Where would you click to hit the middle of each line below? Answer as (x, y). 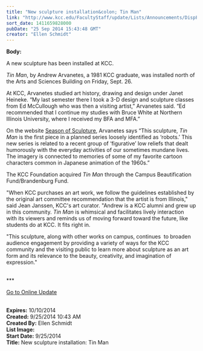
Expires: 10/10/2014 (31, 310)
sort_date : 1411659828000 (39, 23)
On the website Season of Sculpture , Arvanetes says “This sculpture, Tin (97, 131)
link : (13, 18)
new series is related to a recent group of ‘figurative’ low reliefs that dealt (97, 143)
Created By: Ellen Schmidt (39, 323)
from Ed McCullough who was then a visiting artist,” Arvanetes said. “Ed (96, 106)
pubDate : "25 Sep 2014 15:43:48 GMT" (54, 29)
